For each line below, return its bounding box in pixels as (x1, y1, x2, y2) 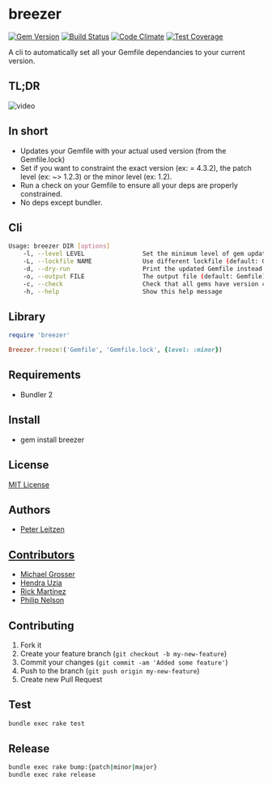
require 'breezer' (8, 331, 70, 340)
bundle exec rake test (8, 719, 85, 728)
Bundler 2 (19, 389, 53, 399)
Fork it (19, 640, 42, 650)
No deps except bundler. (19, 197, 103, 207)
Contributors (8, 548, 75, 562)
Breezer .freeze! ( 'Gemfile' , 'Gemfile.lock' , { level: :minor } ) (8, 346, 223, 354)
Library (8, 309, 46, 324)
